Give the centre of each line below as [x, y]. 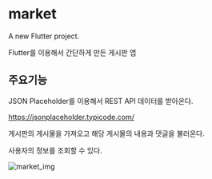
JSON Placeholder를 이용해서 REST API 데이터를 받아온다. [101, 101]
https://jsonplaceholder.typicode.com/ [71, 117]
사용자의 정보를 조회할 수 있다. [55, 150]
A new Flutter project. [44, 36]
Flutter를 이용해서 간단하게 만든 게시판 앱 [72, 52]
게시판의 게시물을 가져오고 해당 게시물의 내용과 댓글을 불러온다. [107, 133]
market [33, 14]
